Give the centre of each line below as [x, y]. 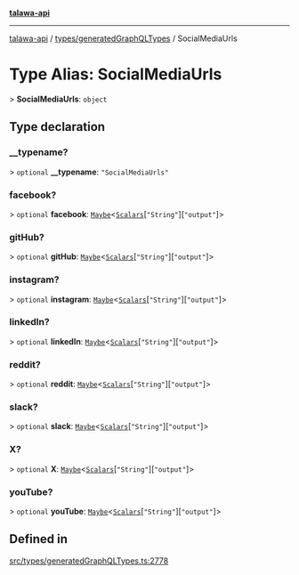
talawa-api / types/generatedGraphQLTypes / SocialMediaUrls [123, 38]
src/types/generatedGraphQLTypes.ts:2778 [89, 561]
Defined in [39, 539]
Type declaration [57, 127]
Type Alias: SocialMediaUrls [116, 74]
